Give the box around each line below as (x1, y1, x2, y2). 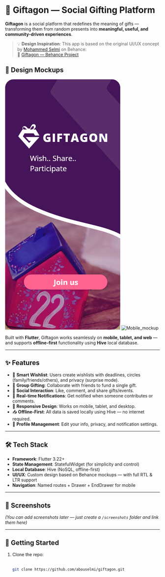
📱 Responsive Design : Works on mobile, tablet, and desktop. (12, 403, 136, 409)
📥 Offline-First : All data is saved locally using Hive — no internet (12, 409, 145, 415)
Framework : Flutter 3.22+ (12, 456, 65, 462)
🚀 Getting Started (5, 539, 59, 547)
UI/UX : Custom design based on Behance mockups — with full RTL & (12, 472, 153, 478)
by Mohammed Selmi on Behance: (17, 46, 87, 52)
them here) (5, 520, 27, 526)
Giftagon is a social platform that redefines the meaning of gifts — (5, 21, 139, 27)
